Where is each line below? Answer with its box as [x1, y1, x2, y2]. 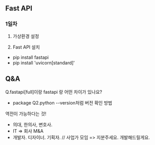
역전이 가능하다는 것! [5, 110, 47, 117]
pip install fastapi [12, 54, 49, 60]
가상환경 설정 [12, 33, 39, 39]
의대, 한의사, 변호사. [12, 121, 53, 128]
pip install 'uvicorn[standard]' [12, 59, 75, 66]
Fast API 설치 [12, 44, 40, 50]
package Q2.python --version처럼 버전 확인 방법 [12, 99, 113, 106]
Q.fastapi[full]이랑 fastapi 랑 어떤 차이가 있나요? [5, 89, 102, 95]
